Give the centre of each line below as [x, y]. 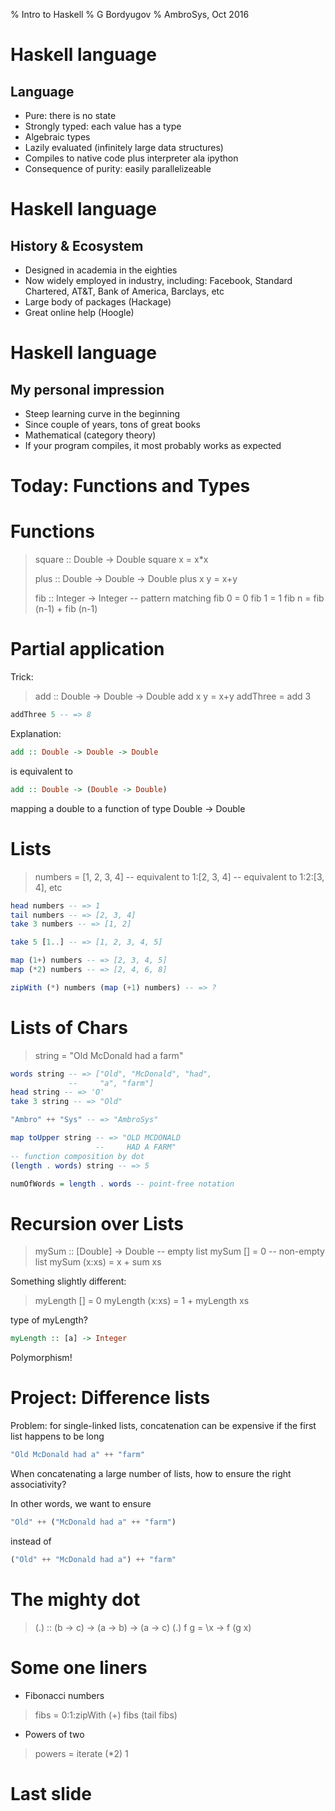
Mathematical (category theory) [90, 435]
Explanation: [36, 733]
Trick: [22, 677]
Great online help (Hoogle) [79, 312]
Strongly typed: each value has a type [103, 126]
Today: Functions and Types [130, 486]
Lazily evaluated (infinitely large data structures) [124, 147]
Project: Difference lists [110, 1398]
